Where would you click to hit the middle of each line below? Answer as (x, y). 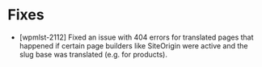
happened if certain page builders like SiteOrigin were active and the (133, 45)
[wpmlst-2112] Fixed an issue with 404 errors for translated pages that (136, 37)
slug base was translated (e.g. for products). (93, 54)
